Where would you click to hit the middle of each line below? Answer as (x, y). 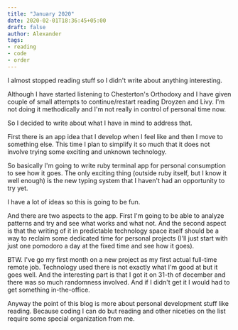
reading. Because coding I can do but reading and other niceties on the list (117, 311)
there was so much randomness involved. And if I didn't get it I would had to (119, 282)
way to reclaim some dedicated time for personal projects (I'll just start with (118, 238)
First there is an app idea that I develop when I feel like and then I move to (115, 136)
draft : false (27, 27)
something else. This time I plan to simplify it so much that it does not (109, 144)
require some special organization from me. (71, 318)
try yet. (18, 188)
